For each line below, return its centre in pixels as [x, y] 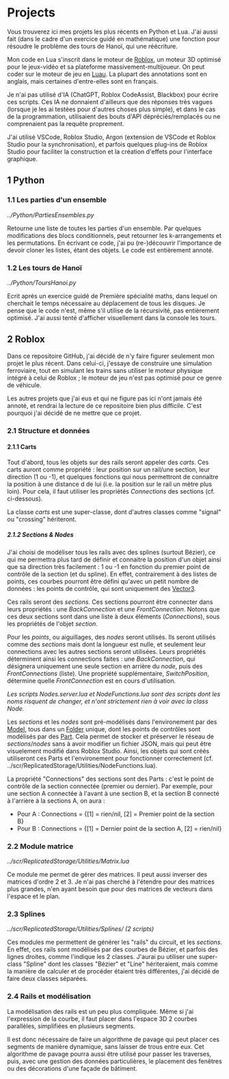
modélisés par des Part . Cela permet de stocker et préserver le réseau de [110, 736]
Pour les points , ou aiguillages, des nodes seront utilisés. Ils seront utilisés [111, 637]
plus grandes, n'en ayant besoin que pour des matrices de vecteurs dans [110, 889]
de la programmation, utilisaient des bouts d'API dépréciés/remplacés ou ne [114, 116]
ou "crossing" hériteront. [42, 519]
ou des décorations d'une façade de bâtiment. [72, 1068]
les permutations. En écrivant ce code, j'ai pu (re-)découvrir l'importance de [114, 243]
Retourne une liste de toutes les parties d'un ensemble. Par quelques [104, 228]
